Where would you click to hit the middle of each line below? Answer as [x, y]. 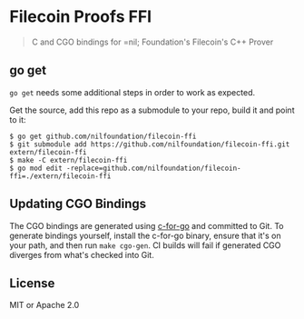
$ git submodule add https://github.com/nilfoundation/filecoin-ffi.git [150, 144]
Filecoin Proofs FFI [81, 17]
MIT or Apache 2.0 [44, 305]
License [32, 283]
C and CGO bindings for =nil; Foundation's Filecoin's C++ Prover [152, 42]
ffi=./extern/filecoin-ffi [60, 176]
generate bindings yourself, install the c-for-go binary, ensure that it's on [145, 235]
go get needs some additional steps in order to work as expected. [132, 92]
